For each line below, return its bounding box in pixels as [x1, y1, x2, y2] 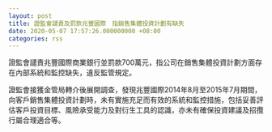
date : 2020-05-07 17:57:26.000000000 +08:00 [8, 27, 161, 35]
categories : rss [8, 34, 63, 43]
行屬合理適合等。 [8, 115, 66, 126]
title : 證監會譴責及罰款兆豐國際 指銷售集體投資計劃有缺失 [8, 19, 185, 28]
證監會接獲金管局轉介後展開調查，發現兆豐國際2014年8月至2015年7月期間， [8, 85, 262, 95]
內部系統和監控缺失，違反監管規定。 [15, 68, 136, 78]
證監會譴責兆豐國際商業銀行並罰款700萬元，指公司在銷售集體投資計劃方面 [8, 57, 256, 67]
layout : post [8, 11, 53, 20]
